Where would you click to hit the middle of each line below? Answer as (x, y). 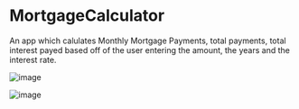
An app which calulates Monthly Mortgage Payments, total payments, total (148, 41)
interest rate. (33, 59)
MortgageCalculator (87, 16)
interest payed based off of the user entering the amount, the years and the (150, 50)
